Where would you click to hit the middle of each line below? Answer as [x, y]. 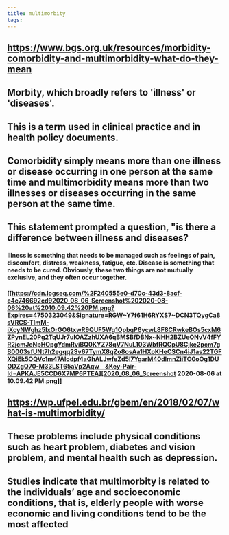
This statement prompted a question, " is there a [111, 227]
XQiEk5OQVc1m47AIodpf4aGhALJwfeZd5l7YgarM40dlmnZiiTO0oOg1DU [113, 359]
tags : [15, 20]
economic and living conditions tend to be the [107, 513]
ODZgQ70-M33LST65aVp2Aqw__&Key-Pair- [72, 366]
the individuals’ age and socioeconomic [94, 492]
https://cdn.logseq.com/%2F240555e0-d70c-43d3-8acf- [97, 293]
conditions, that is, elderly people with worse [106, 503]
